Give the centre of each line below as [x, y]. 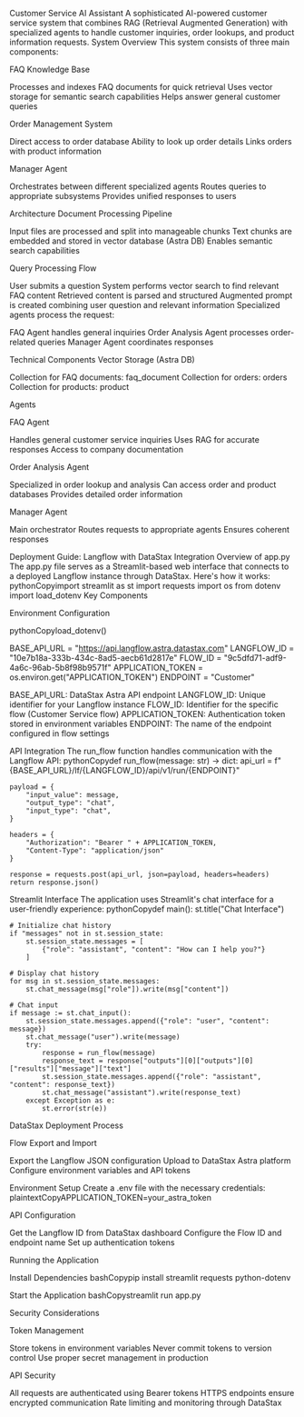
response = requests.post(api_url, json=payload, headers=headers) [140, 874]
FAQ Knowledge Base [50, 69]
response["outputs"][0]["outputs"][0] [180, 1061]
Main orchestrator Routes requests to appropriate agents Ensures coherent [150, 529]
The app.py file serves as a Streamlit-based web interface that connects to [149, 566]
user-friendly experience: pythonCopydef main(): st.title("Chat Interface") [147, 909]
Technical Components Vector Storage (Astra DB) [102, 359]
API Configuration [43, 1215]
